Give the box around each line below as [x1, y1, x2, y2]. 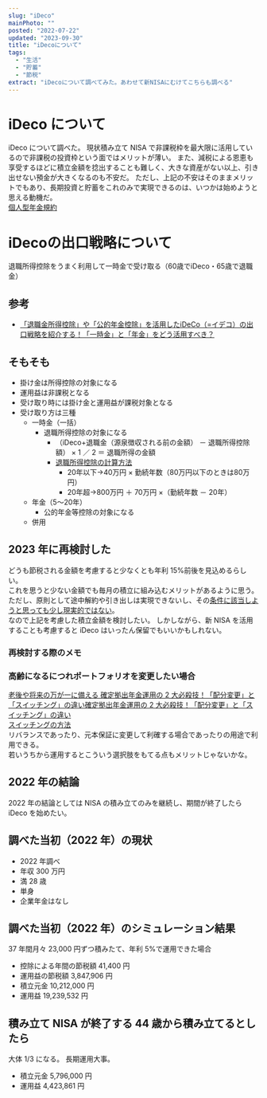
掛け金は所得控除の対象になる [19, 378, 118, 387]
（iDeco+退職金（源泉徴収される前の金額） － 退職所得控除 [55, 437, 250, 447]
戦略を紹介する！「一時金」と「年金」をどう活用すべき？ [26, 330, 215, 339]
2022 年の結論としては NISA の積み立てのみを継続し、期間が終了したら [8, 798, 242, 807]
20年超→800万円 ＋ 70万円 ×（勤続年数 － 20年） [67, 488, 232, 496]
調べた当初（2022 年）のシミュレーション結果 [8, 922, 236, 935]
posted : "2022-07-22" [8, 26, 80, 34]
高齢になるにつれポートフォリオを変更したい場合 [8, 670, 196, 681]
